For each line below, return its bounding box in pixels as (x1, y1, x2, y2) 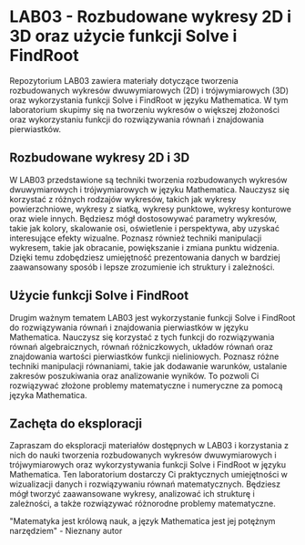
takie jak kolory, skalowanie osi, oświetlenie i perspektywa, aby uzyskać (9, 222, 280, 233)
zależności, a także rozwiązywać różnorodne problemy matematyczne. (9, 499, 276, 509)
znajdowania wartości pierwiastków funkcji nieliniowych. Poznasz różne (9, 351, 280, 362)
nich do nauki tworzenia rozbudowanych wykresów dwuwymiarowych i (9, 449, 277, 461)
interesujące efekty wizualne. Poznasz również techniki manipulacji (9, 232, 262, 243)
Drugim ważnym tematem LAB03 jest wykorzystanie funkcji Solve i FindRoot (9, 312, 296, 323)
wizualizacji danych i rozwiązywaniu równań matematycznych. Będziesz (9, 478, 280, 489)
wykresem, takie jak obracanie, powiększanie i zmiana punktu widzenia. (9, 242, 280, 252)
